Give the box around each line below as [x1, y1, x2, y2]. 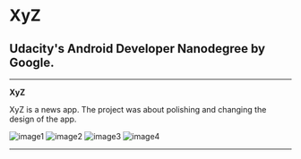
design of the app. [9, 113, 77, 124]
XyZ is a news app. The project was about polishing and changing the [9, 105, 267, 114]
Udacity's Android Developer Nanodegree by [9, 41, 266, 56]
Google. [9, 54, 56, 70]
